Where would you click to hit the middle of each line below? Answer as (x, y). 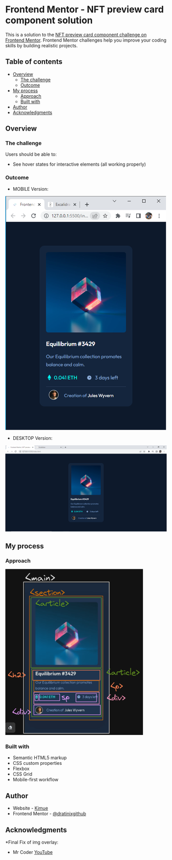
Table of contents (34, 62)
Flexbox (21, 769)
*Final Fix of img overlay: (32, 843)
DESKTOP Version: (33, 438)
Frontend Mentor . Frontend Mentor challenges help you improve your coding (86, 40)
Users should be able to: (31, 154)
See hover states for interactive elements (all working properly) (79, 164)
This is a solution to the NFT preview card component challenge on (76, 34)
